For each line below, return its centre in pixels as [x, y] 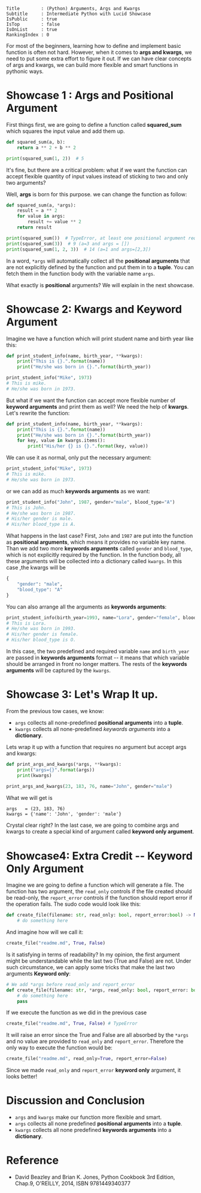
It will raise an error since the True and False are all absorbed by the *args [98, 1035]
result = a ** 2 [37, 211]
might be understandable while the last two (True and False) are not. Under [99, 961]
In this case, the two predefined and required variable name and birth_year [98, 651]
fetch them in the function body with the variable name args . [81, 273]
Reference [32, 1160]
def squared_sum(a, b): [36, 142]
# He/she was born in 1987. [41, 513]
